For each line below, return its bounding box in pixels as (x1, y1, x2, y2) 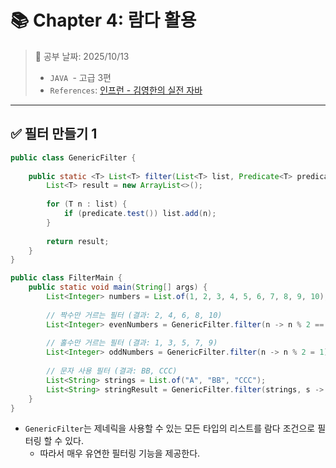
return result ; (46, 236, 110, 246)
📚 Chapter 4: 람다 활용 (10, 9, 197, 32)
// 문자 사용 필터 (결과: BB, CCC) (46, 366, 178, 376)
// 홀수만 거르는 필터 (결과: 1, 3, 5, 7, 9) (46, 338, 218, 348)
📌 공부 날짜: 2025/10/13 (34, 50, 130, 62)
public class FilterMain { (10, 273, 123, 283)
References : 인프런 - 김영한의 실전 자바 (49, 84, 203, 96)
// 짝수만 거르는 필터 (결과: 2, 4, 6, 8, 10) (46, 310, 223, 320)
